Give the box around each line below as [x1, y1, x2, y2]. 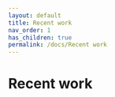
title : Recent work [8, 19, 72, 27]
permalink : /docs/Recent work [8, 41, 108, 49]
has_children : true [8, 33, 72, 42]
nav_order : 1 [8, 26, 51, 34]
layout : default [8, 11, 61, 20]
